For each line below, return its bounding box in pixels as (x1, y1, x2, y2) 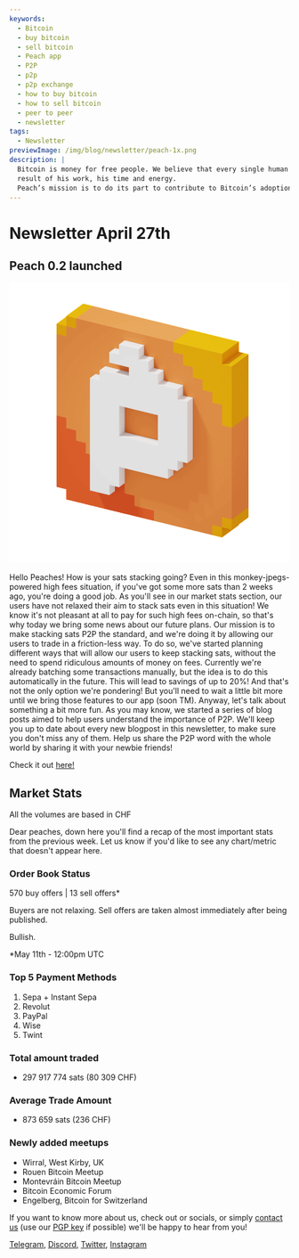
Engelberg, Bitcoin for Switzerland (21, 1195, 148, 1205)
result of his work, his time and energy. (17, 174, 177, 183)
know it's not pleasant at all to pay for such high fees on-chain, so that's (9, 610, 274, 621)
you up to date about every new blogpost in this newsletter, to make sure (9, 723, 277, 734)
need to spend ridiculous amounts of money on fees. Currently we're (9, 658, 263, 668)
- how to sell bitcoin (17, 99, 101, 108)
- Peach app (17, 52, 62, 61)
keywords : (9, 14, 46, 23)
